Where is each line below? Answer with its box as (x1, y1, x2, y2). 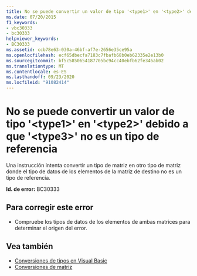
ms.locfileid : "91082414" (6, 80, 69, 86)
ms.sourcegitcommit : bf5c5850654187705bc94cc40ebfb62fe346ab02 (6, 58, 164, 63)
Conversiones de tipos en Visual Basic (14, 257, 107, 264)
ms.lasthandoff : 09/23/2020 (6, 74, 75, 80)
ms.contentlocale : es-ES (6, 69, 67, 75)
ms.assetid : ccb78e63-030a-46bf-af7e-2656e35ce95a (6, 47, 133, 53)
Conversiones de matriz (14, 263, 73, 270)
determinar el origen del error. (14, 224, 87, 231)
